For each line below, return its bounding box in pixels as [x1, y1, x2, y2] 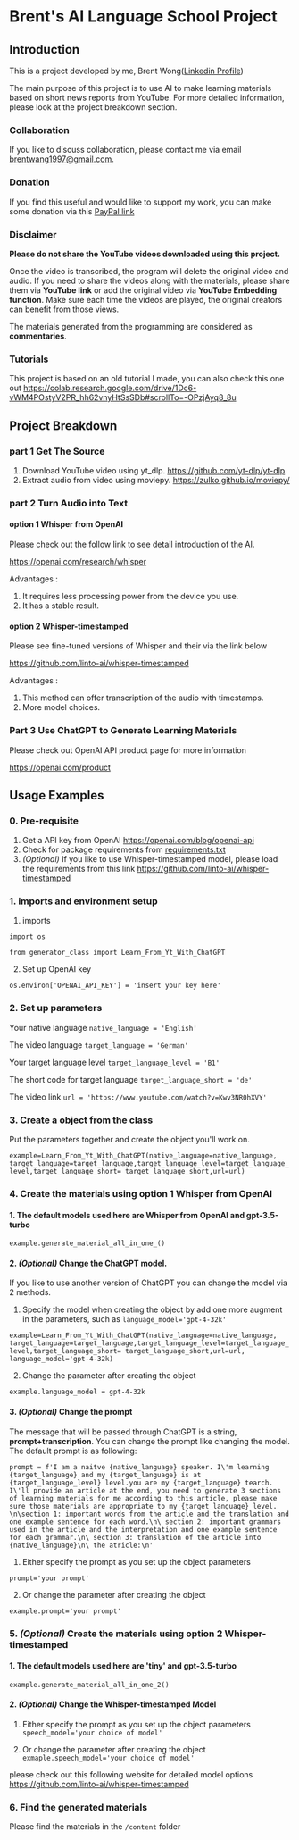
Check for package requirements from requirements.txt [21, 844, 226, 855]
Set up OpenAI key [21, 964, 92, 974]
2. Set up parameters [9, 1002, 103, 1015]
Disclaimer [9, 228, 57, 240]
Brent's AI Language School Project [9, 6, 278, 27]
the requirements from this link [21, 864, 136, 874]
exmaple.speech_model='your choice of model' [21, 1753, 195, 1762]
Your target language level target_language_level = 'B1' [9, 1057, 220, 1067]
